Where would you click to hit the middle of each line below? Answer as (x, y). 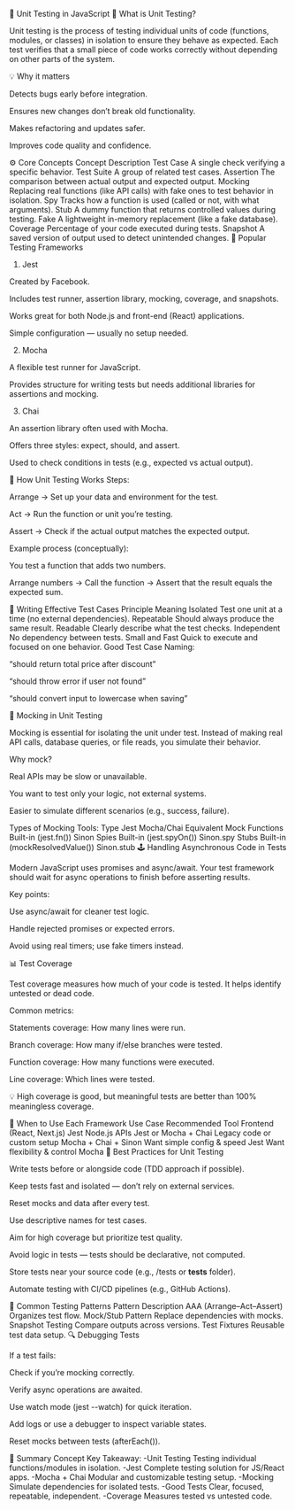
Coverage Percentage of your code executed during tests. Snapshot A (137, 228)
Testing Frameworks (46, 247)
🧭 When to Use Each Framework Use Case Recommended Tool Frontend (141, 1123)
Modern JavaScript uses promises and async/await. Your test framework (142, 867)
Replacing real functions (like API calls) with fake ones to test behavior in (141, 191)
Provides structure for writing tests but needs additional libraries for (132, 384)
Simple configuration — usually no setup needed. (99, 333)
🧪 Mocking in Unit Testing (56, 716)
